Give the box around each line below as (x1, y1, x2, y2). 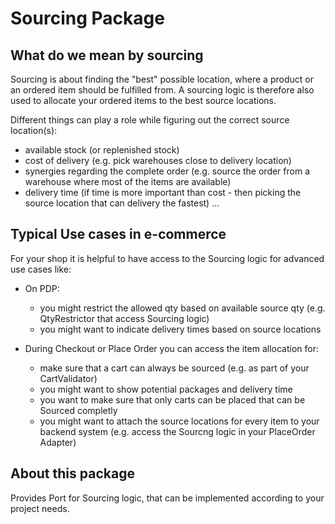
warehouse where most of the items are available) (24, 176, 232, 187)
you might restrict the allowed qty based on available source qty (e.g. (39, 302, 326, 314)
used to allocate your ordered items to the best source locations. (10, 95, 277, 106)
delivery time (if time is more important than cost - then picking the (24, 187, 302, 198)
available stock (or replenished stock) (24, 144, 180, 156)
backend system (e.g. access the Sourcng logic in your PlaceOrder (39, 425, 316, 437)
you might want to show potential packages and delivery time (39, 383, 293, 395)
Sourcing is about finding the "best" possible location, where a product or (10, 73, 314, 85)
